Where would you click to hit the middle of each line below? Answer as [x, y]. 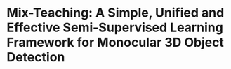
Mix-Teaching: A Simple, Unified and [115, 13]
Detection [36, 58]
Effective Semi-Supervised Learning [115, 28]
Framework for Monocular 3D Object [115, 43]
